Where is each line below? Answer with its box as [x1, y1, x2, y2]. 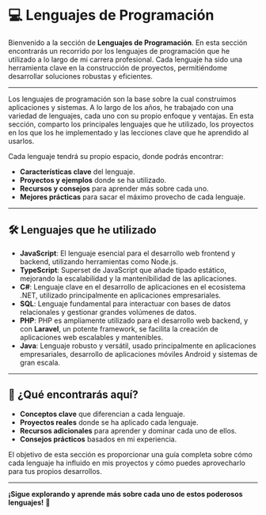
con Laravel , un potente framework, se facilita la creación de [19, 324, 219, 333]
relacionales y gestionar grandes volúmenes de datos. [19, 307, 196, 316]
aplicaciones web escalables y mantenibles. [19, 332, 164, 342]
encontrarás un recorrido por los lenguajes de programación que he [8, 46, 230, 55]
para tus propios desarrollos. [8, 466, 103, 475]
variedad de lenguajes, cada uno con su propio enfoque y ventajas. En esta [8, 111, 254, 120]
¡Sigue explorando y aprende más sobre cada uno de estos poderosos [8, 489, 243, 498]
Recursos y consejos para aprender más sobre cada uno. [19, 184, 209, 193]
